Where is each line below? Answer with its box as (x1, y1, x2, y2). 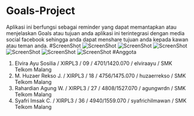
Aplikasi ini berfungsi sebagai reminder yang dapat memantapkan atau (6, 23, 177, 30)
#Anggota (112, 48, 137, 55)
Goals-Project (6, 4, 76, 18)
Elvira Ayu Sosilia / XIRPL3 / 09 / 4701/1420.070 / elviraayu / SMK (14, 60, 173, 67)
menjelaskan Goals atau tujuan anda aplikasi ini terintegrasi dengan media (6, 29, 185, 36)
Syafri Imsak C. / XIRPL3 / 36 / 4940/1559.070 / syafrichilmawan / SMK (14, 97, 187, 104)
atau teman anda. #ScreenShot (6, 42, 81, 49)
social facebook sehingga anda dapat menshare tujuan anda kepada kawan (6, 36, 189, 43)
